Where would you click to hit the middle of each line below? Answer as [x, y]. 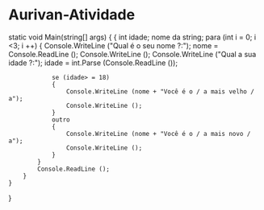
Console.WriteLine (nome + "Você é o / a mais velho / [160, 91]
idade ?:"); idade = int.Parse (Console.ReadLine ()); [93, 63]
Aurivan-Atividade [72, 15]
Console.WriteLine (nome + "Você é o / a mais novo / [158, 134]
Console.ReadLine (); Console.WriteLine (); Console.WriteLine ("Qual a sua [132, 54]
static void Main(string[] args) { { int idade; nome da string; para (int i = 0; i [132, 37]
